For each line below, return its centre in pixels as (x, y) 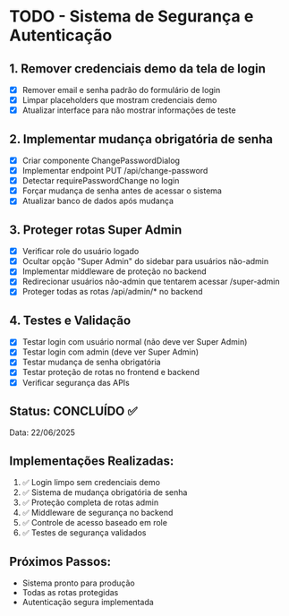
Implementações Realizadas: (92, 461)
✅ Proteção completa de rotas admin (90, 502)
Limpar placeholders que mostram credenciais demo (119, 100)
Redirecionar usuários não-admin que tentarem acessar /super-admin (151, 282)
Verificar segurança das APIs (76, 382)
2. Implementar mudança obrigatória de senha (141, 139)
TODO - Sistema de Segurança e (132, 17)
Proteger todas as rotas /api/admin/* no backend (112, 292)
